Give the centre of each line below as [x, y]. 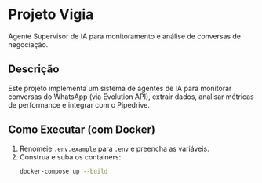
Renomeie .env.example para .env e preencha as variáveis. [114, 148]
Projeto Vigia [51, 15]
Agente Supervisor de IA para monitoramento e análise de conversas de [125, 36]
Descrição [34, 70]
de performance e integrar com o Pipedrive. [79, 104]
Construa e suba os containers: [70, 157]
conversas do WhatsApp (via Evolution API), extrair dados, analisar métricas [131, 97]
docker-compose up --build [64, 171]
